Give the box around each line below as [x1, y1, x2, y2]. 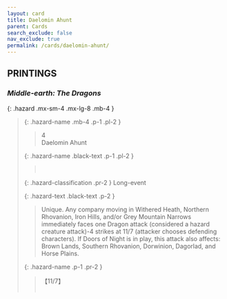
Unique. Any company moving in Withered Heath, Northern [41, 205, 209, 213]
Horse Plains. [41, 249, 79, 258]
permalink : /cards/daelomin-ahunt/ [7, 42, 110, 49]
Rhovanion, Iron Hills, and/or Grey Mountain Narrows [41, 212, 192, 221]
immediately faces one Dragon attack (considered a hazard [41, 220, 210, 228]
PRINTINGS [7, 68, 57, 79]
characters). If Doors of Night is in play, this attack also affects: [41, 234, 221, 242]
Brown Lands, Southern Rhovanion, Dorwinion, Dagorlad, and [41, 242, 216, 250]
